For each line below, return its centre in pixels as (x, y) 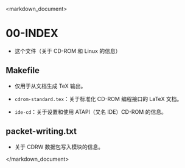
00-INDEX (32, 33)
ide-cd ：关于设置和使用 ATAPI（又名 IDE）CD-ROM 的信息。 (90, 111)
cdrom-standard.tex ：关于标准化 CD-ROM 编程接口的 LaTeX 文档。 (98, 99)
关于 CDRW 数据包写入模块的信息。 (59, 147)
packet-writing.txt (41, 131)
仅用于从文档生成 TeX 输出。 (50, 86)
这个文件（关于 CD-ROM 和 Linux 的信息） (68, 51)
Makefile (23, 70)
